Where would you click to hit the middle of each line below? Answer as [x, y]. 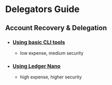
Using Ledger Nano [36, 66]
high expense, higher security [51, 77]
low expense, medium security [52, 53]
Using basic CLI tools [39, 42]
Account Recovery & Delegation [56, 28]
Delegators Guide [42, 9]
